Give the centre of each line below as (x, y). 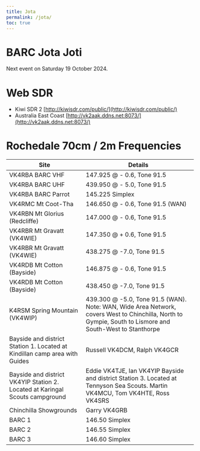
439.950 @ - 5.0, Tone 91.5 (126, 185)
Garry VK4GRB (107, 410)
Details (138, 165)
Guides (19, 361)
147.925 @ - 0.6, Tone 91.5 (126, 175)
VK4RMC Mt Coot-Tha (41, 204)
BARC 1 (20, 420)
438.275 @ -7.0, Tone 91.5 (125, 252)
